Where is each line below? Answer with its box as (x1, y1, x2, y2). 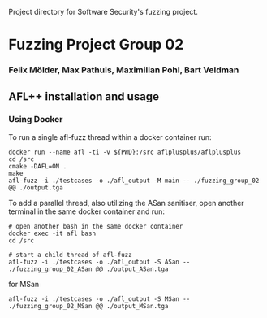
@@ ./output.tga (8, 183, 63, 192)
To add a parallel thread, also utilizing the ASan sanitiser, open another (8, 198, 245, 207)
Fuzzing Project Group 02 (8, 36, 184, 54)
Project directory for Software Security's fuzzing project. (8, 7, 199, 16)
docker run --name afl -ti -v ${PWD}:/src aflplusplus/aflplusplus (8, 148, 242, 156)
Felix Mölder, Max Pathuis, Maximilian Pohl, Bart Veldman (8, 64, 239, 76)
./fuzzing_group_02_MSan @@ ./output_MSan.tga (8, 302, 169, 310)
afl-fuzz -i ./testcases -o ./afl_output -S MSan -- (8, 294, 191, 303)
